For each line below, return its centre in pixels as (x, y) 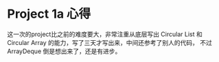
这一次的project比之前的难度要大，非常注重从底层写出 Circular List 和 (105, 34)
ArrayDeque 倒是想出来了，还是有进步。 (64, 51)
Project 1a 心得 (49, 14)
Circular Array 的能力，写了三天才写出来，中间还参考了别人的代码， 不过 (110, 42)
